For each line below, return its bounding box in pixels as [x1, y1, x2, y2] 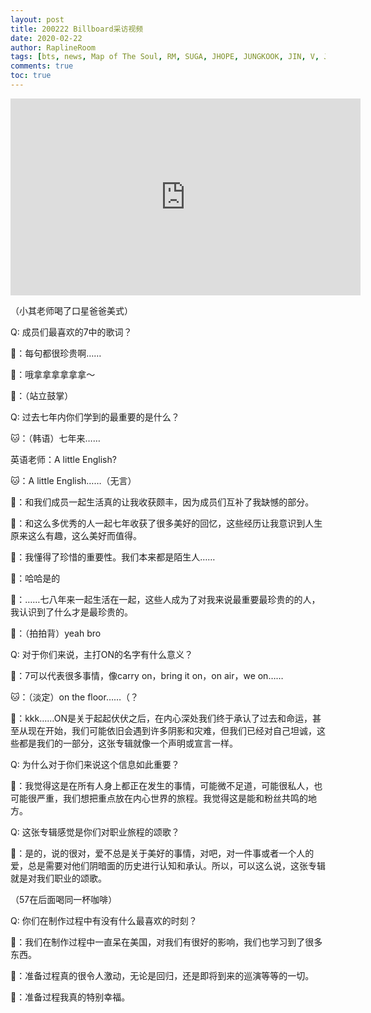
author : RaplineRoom [10, 42, 97, 53]
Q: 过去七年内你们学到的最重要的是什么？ [10, 411, 180, 423]
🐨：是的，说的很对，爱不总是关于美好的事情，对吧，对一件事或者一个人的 [10, 847, 315, 859]
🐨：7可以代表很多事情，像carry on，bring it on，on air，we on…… [10, 669, 284, 681]
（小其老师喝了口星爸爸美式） [10, 304, 133, 316]
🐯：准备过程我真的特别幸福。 [10, 991, 131, 1003]
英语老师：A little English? [10, 453, 117, 465]
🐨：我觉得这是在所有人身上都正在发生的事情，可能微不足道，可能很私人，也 [10, 779, 323, 791]
